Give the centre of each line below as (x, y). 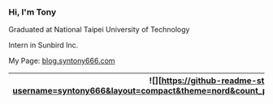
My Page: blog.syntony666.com (62, 61)
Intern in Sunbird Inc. (43, 45)
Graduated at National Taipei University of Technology (99, 30)
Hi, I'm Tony (32, 12)
